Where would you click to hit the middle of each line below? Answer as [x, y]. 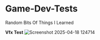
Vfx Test [14, 32]
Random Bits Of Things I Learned [39, 22]
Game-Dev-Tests [41, 9]
